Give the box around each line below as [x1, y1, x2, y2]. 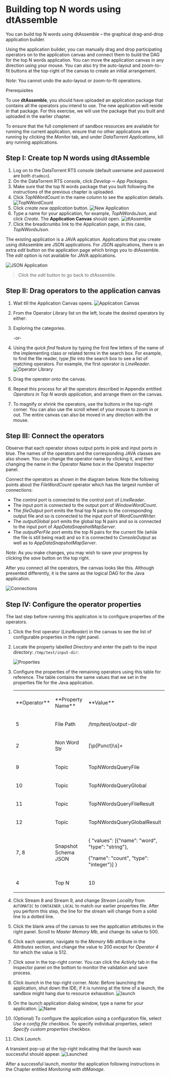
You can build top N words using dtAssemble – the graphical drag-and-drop [6, 31, 163, 37]
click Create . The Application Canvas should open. [13, 216, 121, 222]
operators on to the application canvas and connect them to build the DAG [6, 52, 160, 58]
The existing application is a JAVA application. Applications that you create [6, 236, 161, 242]
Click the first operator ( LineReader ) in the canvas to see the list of [13, 629, 152, 635]
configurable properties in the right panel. [13, 634, 100, 640]
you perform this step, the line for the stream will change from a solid [13, 908, 157, 914]
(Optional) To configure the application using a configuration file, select [13, 1015, 162, 1021]
